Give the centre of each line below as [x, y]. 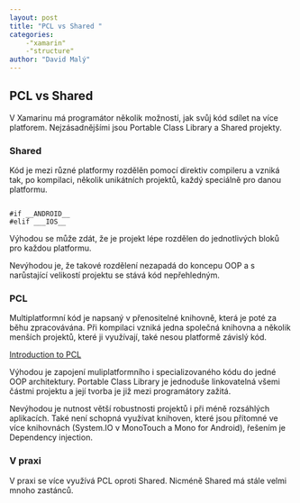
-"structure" [50, 51]
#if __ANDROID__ [40, 214]
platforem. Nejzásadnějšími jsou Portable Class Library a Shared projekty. [145, 127]
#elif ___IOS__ [38, 222]
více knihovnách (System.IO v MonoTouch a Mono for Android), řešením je [148, 428]
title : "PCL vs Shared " [56, 26]
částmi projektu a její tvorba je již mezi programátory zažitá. [120, 391]
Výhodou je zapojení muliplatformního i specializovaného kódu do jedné [143, 372]
